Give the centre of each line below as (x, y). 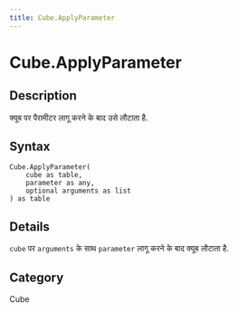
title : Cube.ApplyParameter (62, 18)
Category (37, 277)
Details (29, 227)
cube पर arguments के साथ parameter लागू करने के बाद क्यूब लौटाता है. (119, 249)
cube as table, (54, 175)
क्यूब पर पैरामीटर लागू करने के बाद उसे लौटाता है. (79, 118)
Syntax (30, 147)
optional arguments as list (78, 191)
